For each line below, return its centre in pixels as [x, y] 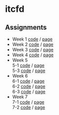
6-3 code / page [29, 92]
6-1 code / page [28, 81]
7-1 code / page [28, 102]
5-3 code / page [29, 71]
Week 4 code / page [33, 55]
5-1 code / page [28, 65]
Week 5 [20, 60]
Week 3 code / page [33, 50]
